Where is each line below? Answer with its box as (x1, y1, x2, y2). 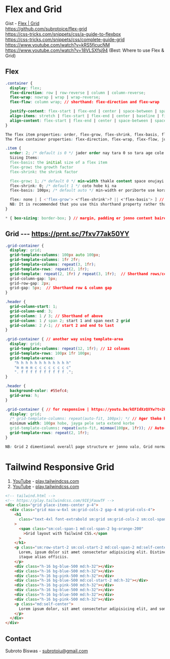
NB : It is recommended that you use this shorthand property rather (10, 202, 157, 207)
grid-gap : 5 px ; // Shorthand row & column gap (10, 285, 112, 291)
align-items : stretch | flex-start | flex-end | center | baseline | (10, 113, 159, 119)
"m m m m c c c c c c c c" (14, 365, 71, 370)
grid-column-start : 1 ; (10, 304, 58, 309)
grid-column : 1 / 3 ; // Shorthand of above (10, 313, 103, 319)
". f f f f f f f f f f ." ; (14, 370, 73, 375)
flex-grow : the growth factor (10, 165, 73, 170)
